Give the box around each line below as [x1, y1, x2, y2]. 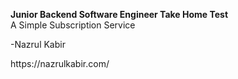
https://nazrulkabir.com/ [10, 58, 110, 69]
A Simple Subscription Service [10, 19, 136, 31]
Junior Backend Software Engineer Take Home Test [10, 9, 229, 20]
